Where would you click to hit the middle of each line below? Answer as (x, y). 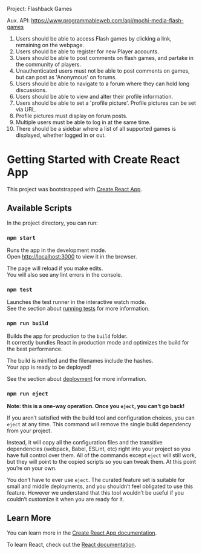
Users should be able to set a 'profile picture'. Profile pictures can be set (106, 103)
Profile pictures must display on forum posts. (71, 116)
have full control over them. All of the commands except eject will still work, (102, 455)
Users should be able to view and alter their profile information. (94, 97)
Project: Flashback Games (39, 9)
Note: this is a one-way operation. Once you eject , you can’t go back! (96, 406)
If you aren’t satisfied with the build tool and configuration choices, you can (101, 418)
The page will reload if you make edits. (55, 268)
